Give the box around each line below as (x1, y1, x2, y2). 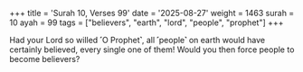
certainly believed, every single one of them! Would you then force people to (9, 44, 295, 55)
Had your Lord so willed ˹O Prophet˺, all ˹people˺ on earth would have (9, 35, 265, 45)
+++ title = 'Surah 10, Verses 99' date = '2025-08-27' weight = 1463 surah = (9, 8, 295, 18)
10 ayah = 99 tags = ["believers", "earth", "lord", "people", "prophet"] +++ (9, 17, 284, 28)
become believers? (9, 54, 80, 64)
